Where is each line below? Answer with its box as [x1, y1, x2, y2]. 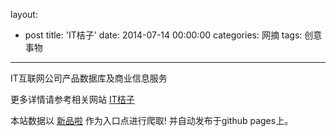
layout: [10, 9, 38, 20]
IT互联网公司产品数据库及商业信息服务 [10, 72, 168, 84]
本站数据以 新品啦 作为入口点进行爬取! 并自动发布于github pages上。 [10, 115, 294, 126]
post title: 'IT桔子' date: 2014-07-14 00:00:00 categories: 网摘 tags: [24, 29, 303, 41]
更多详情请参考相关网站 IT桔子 [10, 94, 135, 105]
